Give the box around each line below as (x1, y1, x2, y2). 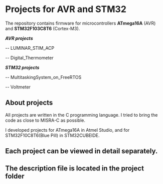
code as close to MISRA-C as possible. (5, 117, 85, 123)
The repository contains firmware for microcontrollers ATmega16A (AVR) (5, 20, 156, 26)
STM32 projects (5, 64, 40, 70)
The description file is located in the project (5, 164, 144, 172)
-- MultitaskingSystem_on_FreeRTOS (5, 74, 82, 80)
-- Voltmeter (5, 84, 31, 90)
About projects (5, 99, 53, 107)
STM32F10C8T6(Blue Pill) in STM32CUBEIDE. (5, 132, 100, 138)
